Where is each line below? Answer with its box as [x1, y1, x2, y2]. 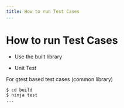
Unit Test [14, 64, 37, 71]
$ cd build [6, 87, 33, 93]
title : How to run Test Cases [6, 8, 80, 15]
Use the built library [14, 53, 63, 60]
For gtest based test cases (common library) [6, 75, 113, 82]
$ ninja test [6, 92, 38, 98]
